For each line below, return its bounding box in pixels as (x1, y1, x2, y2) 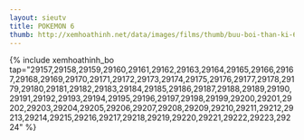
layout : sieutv (9, 13, 67, 23)
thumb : (9, 30, 34, 39)
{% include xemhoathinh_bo (9, 55, 115, 66)
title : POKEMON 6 (9, 22, 75, 31)
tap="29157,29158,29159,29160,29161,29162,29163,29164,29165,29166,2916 (9, 64, 294, 75)
